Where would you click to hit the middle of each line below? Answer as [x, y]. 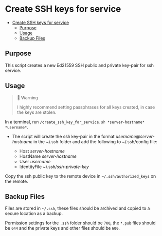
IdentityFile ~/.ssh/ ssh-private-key [54, 167]
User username [35, 161]
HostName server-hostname [48, 156]
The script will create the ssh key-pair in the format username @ [76, 136]
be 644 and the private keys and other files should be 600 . [63, 228]
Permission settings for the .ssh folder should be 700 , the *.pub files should [80, 223]
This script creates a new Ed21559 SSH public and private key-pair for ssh [80, 65]
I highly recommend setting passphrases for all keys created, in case [86, 107]
